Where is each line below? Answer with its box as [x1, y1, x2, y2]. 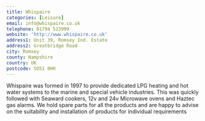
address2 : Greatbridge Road [6, 43, 78, 49]
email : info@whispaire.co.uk [6, 20, 81, 26]
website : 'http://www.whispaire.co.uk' [6, 32, 108, 38]
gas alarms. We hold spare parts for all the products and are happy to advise [6, 102, 199, 109]
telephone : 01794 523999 [6, 26, 70, 32]
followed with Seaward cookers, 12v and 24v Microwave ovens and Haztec [6, 95, 195, 102]
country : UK [6, 60, 37, 66]
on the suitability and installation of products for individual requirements [6, 108, 187, 116]
